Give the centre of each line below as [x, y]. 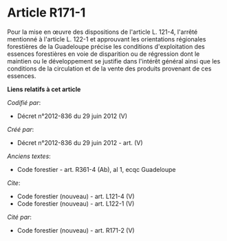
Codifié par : [24, 102]
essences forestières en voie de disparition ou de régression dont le [104, 54]
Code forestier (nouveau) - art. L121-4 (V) [76, 196]
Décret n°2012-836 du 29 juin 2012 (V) [72, 116]
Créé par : [21, 129]
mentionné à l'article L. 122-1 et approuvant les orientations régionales [107, 39]
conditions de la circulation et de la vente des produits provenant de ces [109, 68]
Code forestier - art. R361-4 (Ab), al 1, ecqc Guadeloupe [96, 169]
